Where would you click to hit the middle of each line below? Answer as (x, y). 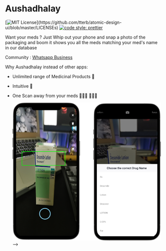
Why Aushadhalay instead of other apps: (46, 67)
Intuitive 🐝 (22, 86)
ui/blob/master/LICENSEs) (32, 27)
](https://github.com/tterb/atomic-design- (79, 22)
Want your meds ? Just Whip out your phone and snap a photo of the (75, 37)
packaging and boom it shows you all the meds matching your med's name (82, 42)
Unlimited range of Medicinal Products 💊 (53, 76)
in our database (21, 48)
